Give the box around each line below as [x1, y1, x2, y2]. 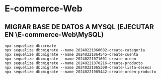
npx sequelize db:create [4, 43, 56, 48]
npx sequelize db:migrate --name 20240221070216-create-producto [4, 61, 143, 66]
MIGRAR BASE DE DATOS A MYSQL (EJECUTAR [4, 23, 155, 31]
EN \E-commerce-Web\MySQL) [4, 30, 104, 39]
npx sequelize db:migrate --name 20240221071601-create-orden [4, 56, 136, 61]
